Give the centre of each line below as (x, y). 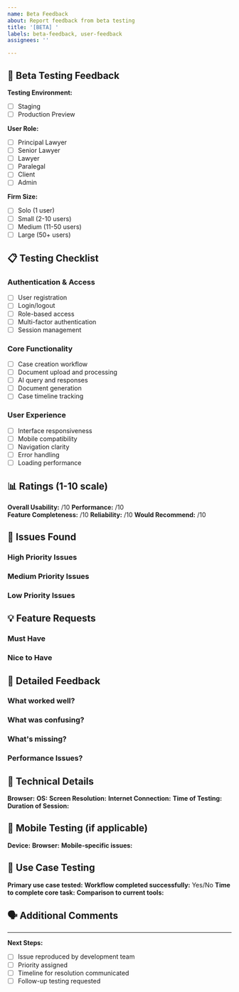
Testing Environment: (40, 92)
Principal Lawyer (42, 142)
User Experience (37, 415)
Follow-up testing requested (59, 981)
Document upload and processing (67, 372)
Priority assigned (42, 965)
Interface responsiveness (55, 430)
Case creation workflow (53, 364)
